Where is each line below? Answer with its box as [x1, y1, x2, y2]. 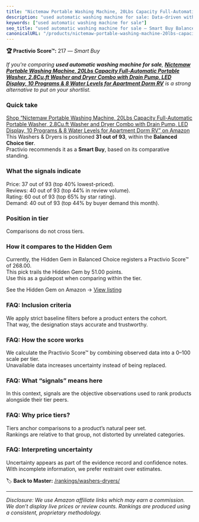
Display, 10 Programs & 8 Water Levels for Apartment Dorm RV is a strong [6, 80, 191, 87]
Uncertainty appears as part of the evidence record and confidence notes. [6, 459, 188, 466]
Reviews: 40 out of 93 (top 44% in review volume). [6, 187, 130, 194]
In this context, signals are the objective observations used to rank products [6, 390, 191, 397]
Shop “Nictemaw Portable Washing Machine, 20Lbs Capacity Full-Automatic [6, 114, 192, 121]
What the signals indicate [6, 167, 81, 175]
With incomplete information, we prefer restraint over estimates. [6, 465, 162, 472]
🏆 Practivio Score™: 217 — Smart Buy [6, 47, 100, 55]
